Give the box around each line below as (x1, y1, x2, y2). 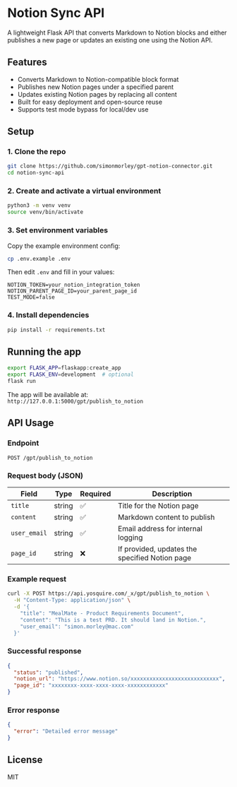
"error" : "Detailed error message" (13, 728, 119, 735)
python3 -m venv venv (7, 202, 71, 209)
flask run (7, 378, 37, 385)
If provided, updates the (117, 544, 197, 554)
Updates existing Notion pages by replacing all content (17, 90, 178, 98)
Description (152, 489, 193, 499)
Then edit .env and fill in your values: (7, 268, 115, 276)
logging (117, 533, 143, 542)
